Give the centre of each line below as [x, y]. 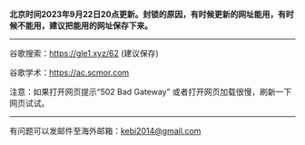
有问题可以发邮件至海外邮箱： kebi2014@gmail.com [105, 131]
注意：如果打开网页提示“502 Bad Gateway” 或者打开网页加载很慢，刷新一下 [151, 92]
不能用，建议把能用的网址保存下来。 [84, 25]
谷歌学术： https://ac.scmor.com [69, 72]
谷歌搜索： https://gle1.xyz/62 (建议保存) [84, 53]
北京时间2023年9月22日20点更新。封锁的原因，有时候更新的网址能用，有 [148, 14]
